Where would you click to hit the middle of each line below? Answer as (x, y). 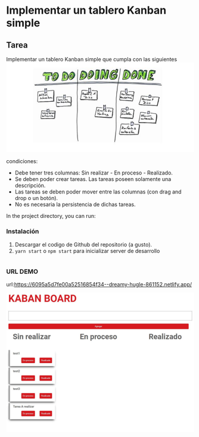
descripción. (30, 186)
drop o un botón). (36, 198)
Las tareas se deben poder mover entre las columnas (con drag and (98, 192)
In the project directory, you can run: (51, 216)
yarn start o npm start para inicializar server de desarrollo (87, 251)
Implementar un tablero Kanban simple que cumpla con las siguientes (92, 59)
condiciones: (22, 161)
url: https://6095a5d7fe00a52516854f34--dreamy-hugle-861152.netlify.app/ (99, 284)
